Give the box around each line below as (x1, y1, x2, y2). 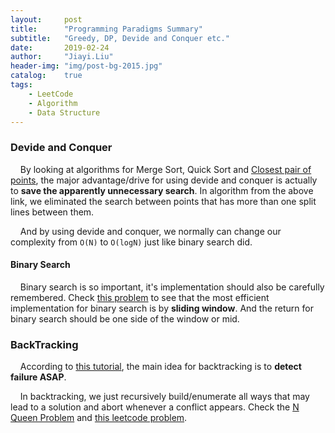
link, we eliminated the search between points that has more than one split (10, 195, 317, 207)
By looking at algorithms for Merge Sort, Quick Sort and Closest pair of (19, 163, 312, 175)
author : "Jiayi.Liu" (10, 52, 114, 62)
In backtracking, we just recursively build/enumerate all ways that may (19, 391, 310, 403)
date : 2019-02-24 (10, 42, 110, 53)
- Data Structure (28, 107, 101, 118)
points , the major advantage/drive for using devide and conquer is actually (10, 174, 318, 186)
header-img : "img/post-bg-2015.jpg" (10, 61, 163, 71)
